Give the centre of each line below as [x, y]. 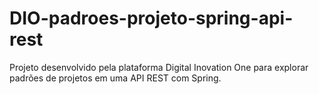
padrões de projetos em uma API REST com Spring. [115, 78]
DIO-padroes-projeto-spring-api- [151, 18]
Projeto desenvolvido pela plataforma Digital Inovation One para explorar [159, 67]
